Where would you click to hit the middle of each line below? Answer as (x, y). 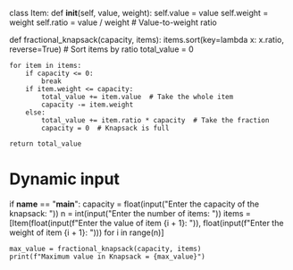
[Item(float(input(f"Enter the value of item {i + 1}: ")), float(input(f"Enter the (146, 223)
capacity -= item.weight (88, 105)
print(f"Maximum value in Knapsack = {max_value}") (107, 257)
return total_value (46, 144)
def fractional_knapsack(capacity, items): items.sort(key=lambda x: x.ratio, (146, 40)
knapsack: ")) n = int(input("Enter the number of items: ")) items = (130, 213)
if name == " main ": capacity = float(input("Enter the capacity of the (134, 204)
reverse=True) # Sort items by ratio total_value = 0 (101, 49)
